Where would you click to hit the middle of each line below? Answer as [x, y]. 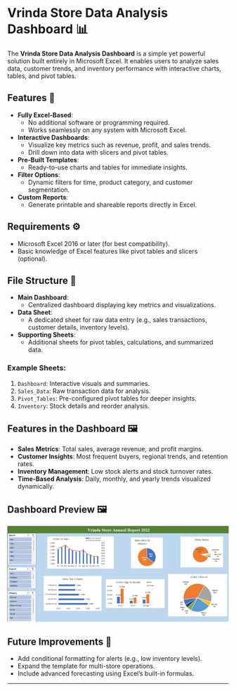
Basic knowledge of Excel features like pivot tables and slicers [107, 251]
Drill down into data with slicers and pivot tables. [98, 152]
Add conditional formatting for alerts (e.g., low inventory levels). [110, 659]
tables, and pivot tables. [42, 76]
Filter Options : [39, 174]
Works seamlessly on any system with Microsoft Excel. [107, 130]
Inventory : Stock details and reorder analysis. [83, 406]
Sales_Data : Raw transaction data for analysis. [84, 391]
